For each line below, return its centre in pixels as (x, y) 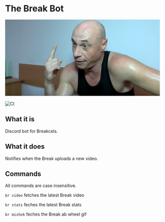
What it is (20, 119)
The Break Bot (34, 9)
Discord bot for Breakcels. (31, 131)
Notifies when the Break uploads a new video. (52, 159)
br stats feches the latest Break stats (43, 205)
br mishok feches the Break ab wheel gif (46, 214)
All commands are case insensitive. (41, 186)
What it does (25, 146)
